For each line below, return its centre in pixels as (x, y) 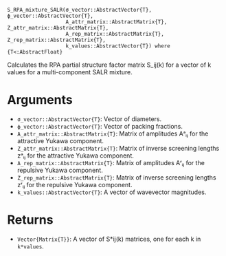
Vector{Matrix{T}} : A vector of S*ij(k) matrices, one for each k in (109, 239)
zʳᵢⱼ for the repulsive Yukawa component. (75, 184)
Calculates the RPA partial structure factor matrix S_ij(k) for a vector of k (109, 65)
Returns (30, 220)
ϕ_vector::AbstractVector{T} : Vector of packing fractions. (100, 126)
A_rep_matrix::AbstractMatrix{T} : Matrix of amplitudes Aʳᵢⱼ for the (111, 162)
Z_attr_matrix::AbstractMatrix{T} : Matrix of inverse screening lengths (118, 148)
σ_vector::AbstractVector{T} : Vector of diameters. (89, 119)
